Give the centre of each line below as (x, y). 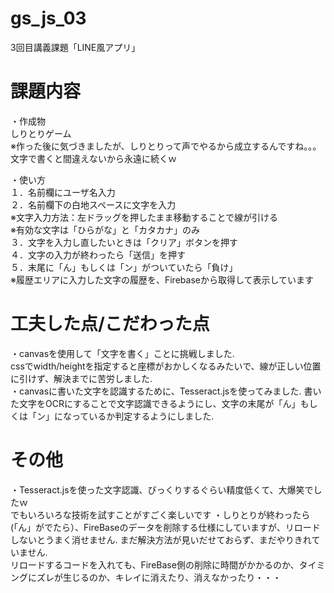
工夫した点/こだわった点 (110, 324)
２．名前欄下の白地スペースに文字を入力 (93, 204)
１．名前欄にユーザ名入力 (63, 192)
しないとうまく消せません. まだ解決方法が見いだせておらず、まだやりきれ (161, 539)
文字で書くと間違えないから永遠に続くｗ (93, 158)
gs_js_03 (48, 18)
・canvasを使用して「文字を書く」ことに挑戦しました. (122, 353)
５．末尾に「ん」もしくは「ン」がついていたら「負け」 (124, 267)
